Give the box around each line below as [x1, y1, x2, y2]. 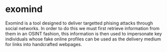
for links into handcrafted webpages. [5, 41, 82, 47]
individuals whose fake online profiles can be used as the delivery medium [5, 36, 161, 42]
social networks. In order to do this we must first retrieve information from [5, 25, 160, 31]
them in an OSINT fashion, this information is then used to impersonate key [5, 30, 162, 36]
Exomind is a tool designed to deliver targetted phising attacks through [5, 20, 153, 26]
